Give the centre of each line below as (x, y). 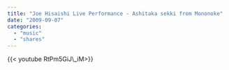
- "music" (28, 33)
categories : (24, 26)
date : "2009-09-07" (36, 20)
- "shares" (29, 40)
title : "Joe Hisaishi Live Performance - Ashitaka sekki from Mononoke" (115, 14)
